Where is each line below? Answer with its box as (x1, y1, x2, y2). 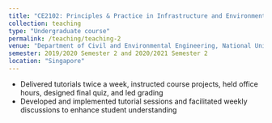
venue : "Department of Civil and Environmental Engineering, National (8, 42, 252, 50)
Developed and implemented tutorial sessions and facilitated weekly (19, 96, 249, 106)
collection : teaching (8, 19, 82, 28)
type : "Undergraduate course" (8, 27, 111, 35)
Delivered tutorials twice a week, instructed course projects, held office (19, 78, 259, 89)
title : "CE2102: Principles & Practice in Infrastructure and (8, 11, 223, 20)
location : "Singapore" (8, 57, 85, 66)
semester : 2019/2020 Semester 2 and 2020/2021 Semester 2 (8, 49, 208, 57)
